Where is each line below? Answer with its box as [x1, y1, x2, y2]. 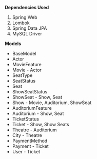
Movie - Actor [12, 67, 42, 73]
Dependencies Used [5, 5, 49, 10]
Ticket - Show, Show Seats [12, 122, 70, 127]
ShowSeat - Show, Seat [12, 94, 63, 100]
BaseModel [12, 51, 36, 56]
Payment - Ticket [12, 143, 49, 149]
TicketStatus [12, 116, 40, 122]
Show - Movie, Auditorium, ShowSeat [12, 100, 92, 106]
